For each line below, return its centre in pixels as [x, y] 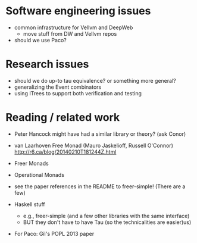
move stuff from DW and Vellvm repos [70, 33]
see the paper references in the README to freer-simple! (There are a [100, 186]
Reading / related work [63, 118]
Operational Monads [39, 175]
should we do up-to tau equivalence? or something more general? [95, 80]
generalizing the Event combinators [58, 87]
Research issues [47, 64]
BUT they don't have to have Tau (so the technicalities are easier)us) [107, 222]
